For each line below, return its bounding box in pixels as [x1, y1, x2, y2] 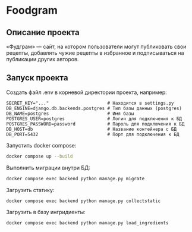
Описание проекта [6, 27, 80, 37]
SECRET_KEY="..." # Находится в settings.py [6, 100, 174, 106]
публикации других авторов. [6, 56, 79, 62]
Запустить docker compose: [6, 142, 77, 149]
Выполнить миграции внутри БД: [6, 164, 91, 171]
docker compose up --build [6, 153, 73, 159]
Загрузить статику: [6, 186, 55, 193]
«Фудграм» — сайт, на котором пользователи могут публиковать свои [6, 43, 187, 50]
